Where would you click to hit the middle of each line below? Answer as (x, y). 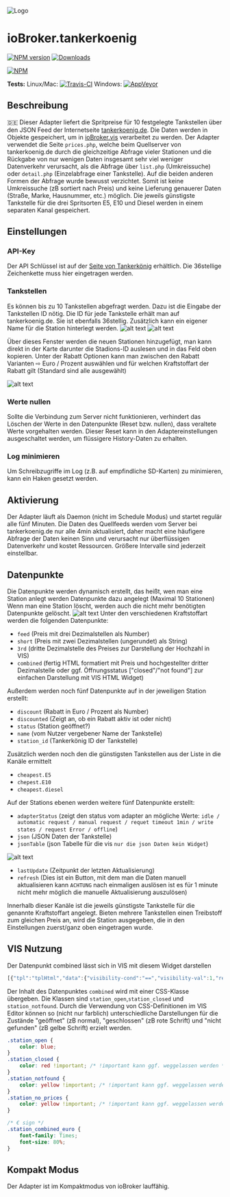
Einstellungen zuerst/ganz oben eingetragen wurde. (80, 927)
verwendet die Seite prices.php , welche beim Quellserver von (94, 144)
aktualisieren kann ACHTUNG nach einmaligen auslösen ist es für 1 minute (117, 885)
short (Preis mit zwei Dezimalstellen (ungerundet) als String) (102, 641)
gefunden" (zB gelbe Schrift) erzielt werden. (69, 1027)
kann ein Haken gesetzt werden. (53, 479)
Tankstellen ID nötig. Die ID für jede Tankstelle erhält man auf (93, 313)
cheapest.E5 (34, 775)
